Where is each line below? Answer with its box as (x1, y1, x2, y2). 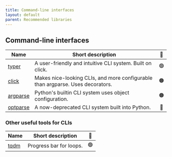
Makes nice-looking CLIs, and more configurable (34, 75, 153, 82)
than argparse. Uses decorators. (34, 81, 113, 88)
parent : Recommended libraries (5, 17, 72, 22)
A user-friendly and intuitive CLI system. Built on (34, 60, 152, 67)
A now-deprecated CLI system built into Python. (34, 104, 151, 111)
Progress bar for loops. (27, 142, 83, 149)
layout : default (5, 12, 40, 17)
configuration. (34, 96, 69, 103)
